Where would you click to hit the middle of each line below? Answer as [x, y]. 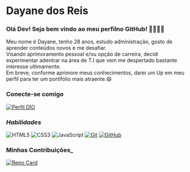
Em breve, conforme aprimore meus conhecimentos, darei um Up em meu [95, 73]
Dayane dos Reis [47, 11]
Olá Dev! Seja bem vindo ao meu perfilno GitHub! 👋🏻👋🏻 [85, 29]
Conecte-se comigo [35, 94]
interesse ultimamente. [34, 67]
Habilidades [24, 122]
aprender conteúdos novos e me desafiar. [56, 48]
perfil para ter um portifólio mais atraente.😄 [59, 79]
